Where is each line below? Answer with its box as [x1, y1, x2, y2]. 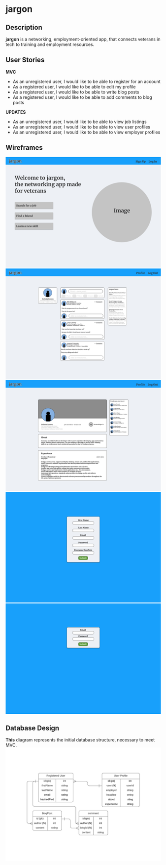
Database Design [5, 724, 60, 732]
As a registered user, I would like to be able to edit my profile [12, 84, 136, 89]
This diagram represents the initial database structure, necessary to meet [5, 737, 155, 742]
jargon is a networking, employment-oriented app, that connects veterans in [5, 36, 161, 42]
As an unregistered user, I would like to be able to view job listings [12, 119, 147, 125]
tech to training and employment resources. [5, 42, 95, 47]
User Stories [5, 56, 45, 64]
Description [5, 23, 42, 32]
